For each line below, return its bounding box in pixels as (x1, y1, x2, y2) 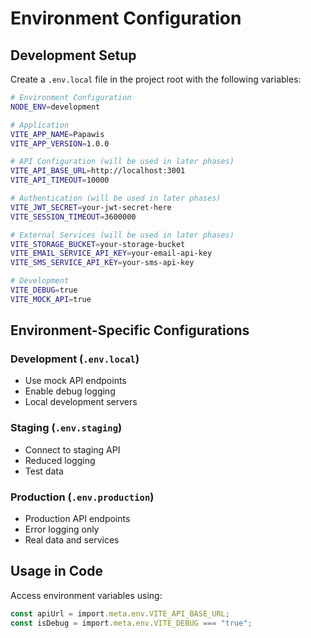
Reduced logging (24, 454, 96, 466)
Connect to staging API (24, 443, 121, 456)
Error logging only (24, 523, 100, 536)
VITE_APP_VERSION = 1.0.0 (10, 138, 110, 149)
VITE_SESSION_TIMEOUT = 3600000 (10, 212, 137, 222)
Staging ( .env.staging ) (10, 421, 123, 435)
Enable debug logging (24, 385, 116, 397)
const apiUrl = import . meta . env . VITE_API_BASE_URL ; (10, 608, 230, 619)
